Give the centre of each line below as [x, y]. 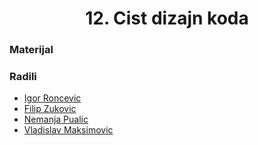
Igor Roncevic [52, 98]
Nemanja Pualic [56, 119]
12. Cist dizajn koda [167, 18]
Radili [23, 77]
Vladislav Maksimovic [68, 130]
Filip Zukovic [50, 109]
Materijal [31, 50]
